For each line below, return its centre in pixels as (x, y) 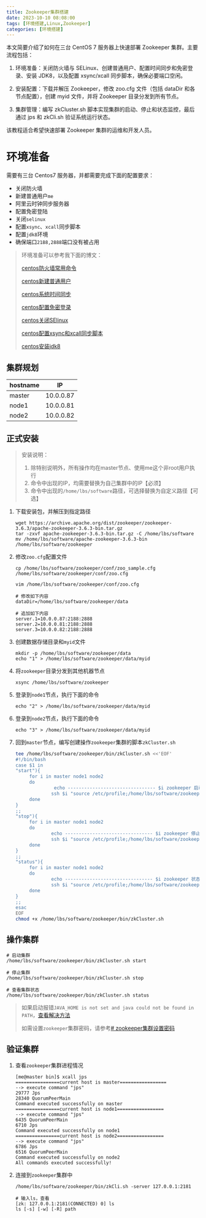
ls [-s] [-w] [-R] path (46, 1209)
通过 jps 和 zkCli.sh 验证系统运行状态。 (64, 117)
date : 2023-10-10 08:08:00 (41, 18)
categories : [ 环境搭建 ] (35, 29)
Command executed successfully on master (69, 1104)
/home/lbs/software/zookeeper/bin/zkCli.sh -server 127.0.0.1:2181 (103, 1186)
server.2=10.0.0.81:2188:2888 (54, 624)
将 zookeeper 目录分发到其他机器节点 (60, 671)
